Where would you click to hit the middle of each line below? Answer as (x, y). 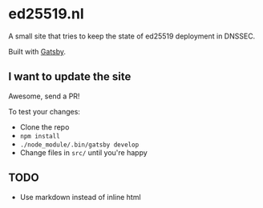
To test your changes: (44, 111)
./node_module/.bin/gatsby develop (79, 145)
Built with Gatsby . (37, 51)
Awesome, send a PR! (44, 96)
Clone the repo (45, 127)
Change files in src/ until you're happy (84, 152)
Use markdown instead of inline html (81, 197)
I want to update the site (70, 77)
